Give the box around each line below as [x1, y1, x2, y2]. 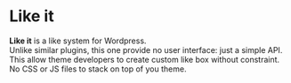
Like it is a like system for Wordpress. [9, 35, 147, 46]
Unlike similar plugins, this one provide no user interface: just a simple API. [9, 44, 283, 55]
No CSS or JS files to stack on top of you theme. [9, 64, 187, 74]
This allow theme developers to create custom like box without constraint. [9, 54, 280, 64]
